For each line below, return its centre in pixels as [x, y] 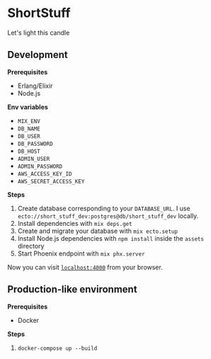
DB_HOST [29, 151]
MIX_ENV [29, 121]
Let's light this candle [39, 33]
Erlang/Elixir [35, 86]
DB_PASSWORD [35, 144]
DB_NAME [29, 129]
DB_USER [29, 136]
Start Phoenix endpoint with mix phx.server [81, 253]
